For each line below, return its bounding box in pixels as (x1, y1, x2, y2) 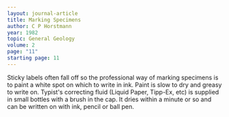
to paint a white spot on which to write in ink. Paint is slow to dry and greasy (7, 80, 222, 89)
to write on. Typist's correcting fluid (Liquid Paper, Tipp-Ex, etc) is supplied (7, 88, 219, 96)
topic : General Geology (7, 36, 75, 42)
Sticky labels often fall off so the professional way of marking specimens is (7, 73, 219, 81)
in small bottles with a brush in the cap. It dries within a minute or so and (7, 95, 212, 103)
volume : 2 (7, 42, 36, 49)
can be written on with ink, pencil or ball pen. (7, 102, 134, 110)
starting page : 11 (7, 55, 60, 62)
